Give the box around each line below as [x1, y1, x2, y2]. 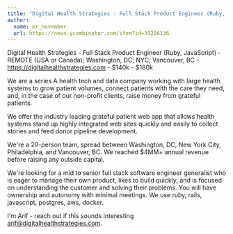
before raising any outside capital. [7, 156, 105, 164]
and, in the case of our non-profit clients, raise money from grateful [7, 92, 201, 100]
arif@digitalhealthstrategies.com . [7, 219, 103, 228]
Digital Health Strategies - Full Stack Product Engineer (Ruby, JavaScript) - [7, 49, 221, 57]
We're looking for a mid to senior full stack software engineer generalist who [7, 169, 227, 177]
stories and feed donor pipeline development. [7, 127, 138, 135]
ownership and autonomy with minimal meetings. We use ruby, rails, [7, 191, 202, 199]
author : [7, 17, 30, 24]
